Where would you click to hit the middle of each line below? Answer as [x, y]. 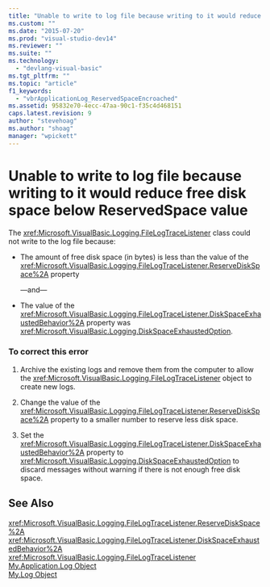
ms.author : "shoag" [41, 128]
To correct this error [48, 352]
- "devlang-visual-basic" [59, 69]
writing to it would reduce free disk [127, 193]
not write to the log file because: [62, 241]
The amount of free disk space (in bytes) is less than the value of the [134, 257]
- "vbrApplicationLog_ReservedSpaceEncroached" [97, 99]
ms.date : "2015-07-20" [46, 31]
